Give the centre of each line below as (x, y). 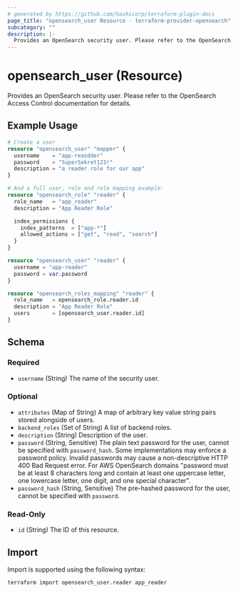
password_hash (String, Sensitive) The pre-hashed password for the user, (124, 488)
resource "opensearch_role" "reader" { (67, 195)
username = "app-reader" (51, 267)
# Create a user (31, 142)
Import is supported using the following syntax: (77, 569)
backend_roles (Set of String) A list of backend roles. (95, 427)
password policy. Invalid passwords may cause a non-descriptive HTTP (123, 457)
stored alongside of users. (56, 419)
